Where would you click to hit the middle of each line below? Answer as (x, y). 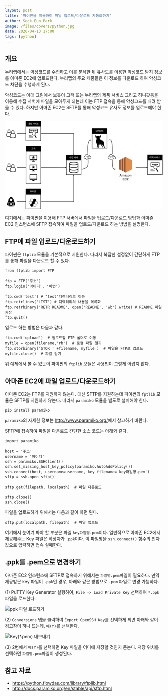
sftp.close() (19, 497)
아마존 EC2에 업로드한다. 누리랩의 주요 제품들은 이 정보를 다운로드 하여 (79, 78)
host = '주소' (19, 451)
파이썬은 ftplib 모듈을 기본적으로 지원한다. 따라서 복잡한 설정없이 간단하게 (78, 254)
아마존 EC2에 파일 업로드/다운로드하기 (61, 381)
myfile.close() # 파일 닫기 (33, 354)
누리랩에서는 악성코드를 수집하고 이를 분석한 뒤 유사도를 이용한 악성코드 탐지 (79, 72)
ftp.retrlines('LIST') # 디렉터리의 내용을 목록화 (53, 302)
